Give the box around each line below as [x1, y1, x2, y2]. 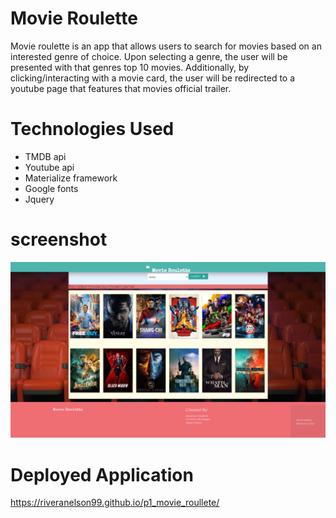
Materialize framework [24, 172, 118, 184]
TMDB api [24, 150, 67, 162]
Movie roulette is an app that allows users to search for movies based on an [10, 40, 322, 52]
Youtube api [24, 161, 75, 173]
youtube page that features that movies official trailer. [10, 82, 232, 94]
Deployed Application [10, 463, 194, 486]
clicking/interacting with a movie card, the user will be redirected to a [10, 72, 296, 84]
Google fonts [24, 182, 79, 194]
